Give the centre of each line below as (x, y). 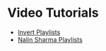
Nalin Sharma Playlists (50, 39)
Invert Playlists (39, 32)
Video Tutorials (53, 13)
